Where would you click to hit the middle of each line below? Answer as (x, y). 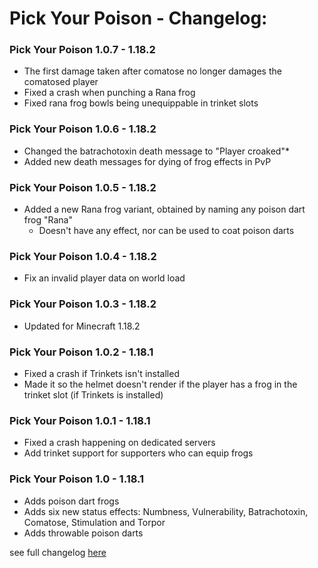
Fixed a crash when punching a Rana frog (109, 93)
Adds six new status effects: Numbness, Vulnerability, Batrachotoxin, (166, 511)
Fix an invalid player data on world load (104, 278)
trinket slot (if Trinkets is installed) (93, 394)
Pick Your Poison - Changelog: (138, 18)
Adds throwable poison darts (83, 533)
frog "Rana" (48, 220)
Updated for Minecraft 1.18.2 (82, 326)
